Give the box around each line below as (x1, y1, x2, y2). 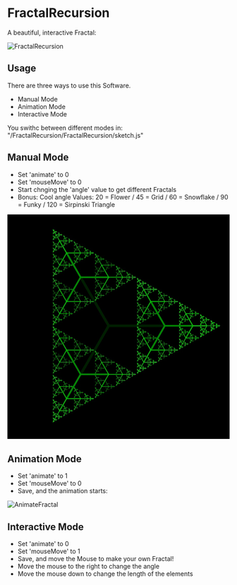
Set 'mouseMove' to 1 (17, 547, 81, 555)
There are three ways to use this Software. (7, 81, 131, 90)
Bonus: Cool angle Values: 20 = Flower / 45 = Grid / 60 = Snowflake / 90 (17, 193, 229, 201)
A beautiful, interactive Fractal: (7, 28, 97, 37)
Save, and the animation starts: (17, 487, 108, 495)
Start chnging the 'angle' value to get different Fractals (17, 185, 177, 193)
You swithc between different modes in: (7, 123, 123, 132)
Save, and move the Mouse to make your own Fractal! (17, 554, 174, 562)
